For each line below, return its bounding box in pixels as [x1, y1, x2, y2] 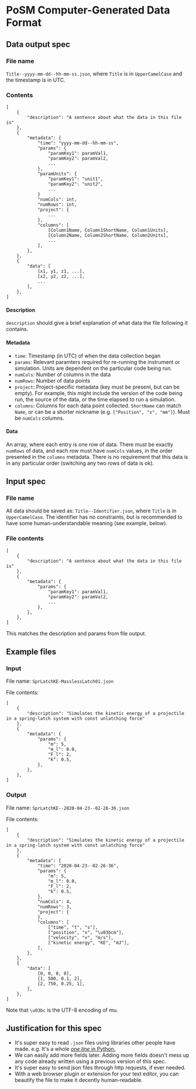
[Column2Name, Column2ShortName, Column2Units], [47, 233, 169, 239]
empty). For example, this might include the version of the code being [14, 389, 183, 396]
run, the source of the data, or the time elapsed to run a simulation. [14, 396, 176, 403]
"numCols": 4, [37, 899, 72, 904]
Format [6, 16, 42, 29]
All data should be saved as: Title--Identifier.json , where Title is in [6, 508, 177, 515]
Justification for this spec [6, 1023, 102, 1033]
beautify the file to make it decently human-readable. [14, 1076, 143, 1083]
